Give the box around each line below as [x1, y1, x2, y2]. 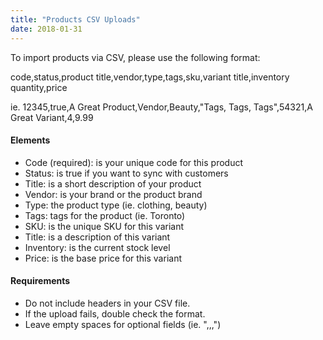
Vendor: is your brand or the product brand [24, 188, 203, 200]
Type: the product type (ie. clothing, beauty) [24, 199, 208, 211]
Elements [10, 134, 51, 146]
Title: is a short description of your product [24, 177, 202, 190]
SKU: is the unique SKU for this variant [24, 220, 185, 232]
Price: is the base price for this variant [24, 252, 182, 264]
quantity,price [10, 81, 68, 93]
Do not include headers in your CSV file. [24, 297, 191, 309]
